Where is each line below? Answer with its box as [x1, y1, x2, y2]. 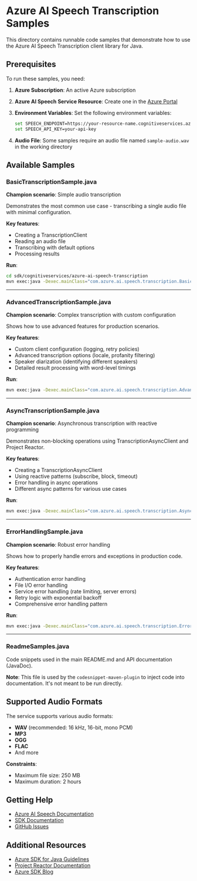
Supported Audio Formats [6, 697, 103, 707]
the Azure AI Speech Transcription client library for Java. [6, 42, 144, 49]
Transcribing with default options [14, 244, 95, 251]
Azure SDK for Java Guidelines [14, 856, 90, 863]
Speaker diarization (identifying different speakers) [14, 358, 138, 365]
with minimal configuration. [6, 209, 72, 216]
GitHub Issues [14, 823, 49, 830]
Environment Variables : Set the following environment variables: [14, 109, 172, 116]
